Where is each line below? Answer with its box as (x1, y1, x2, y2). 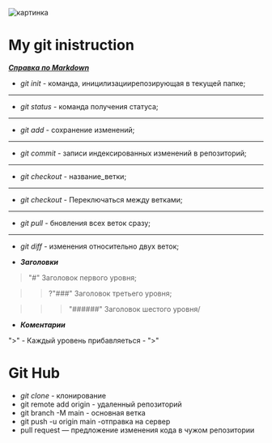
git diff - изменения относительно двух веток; (19, 241, 180, 251)
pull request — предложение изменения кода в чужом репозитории (19, 425, 255, 435)
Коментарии (19, 320, 66, 330)
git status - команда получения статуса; (19, 101, 159, 111)
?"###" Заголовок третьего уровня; (48, 288, 172, 298)
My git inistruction (8, 36, 135, 54)
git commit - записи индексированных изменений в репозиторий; (19, 148, 247, 158)
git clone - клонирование (19, 390, 107, 400)
